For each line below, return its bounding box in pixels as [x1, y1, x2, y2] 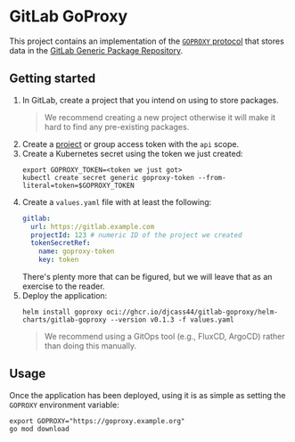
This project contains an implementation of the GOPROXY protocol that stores [9, 36, 285, 46]
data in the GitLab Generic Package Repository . [9, 45, 184, 55]
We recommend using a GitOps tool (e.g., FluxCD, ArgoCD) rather [44, 331, 285, 341]
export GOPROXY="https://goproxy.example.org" [9, 416, 185, 425]
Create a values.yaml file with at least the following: [21, 196, 212, 207]
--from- [197, 173, 226, 182]
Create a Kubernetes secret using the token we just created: [21, 148, 243, 159]
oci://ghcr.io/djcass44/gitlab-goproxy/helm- [106, 307, 278, 316]
